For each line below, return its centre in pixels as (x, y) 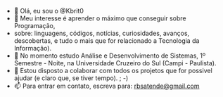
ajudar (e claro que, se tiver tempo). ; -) (71, 78)
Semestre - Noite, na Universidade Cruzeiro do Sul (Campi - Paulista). (115, 63)
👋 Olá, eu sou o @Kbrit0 (49, 11)
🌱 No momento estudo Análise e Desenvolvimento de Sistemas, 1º (110, 56)
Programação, (34, 26)
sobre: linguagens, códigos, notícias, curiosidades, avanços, (102, 33)
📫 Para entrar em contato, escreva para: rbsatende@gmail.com (107, 86)
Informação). (32, 48)
